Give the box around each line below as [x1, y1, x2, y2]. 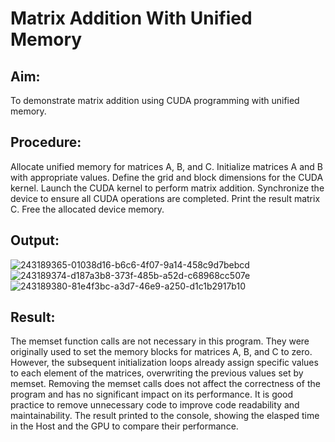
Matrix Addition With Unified [10, 7, 253, 30]
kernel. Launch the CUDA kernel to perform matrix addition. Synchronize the [10, 182, 325, 194]
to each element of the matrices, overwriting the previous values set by [10, 367, 304, 379]
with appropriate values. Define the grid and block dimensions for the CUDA [10, 171, 324, 183]
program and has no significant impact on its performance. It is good [10, 388, 294, 401]
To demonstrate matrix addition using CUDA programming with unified [10, 95, 300, 106]
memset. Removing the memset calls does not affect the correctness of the [10, 378, 321, 390]
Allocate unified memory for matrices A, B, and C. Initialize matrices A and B [10, 160, 323, 172]
